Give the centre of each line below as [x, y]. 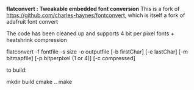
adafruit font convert [32, 22]
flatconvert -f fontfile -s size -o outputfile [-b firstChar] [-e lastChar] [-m [97, 52]
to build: [17, 70]
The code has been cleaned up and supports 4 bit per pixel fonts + [91, 33]
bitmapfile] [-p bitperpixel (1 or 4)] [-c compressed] [71, 58]
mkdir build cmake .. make [39, 82]
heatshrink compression [37, 40]
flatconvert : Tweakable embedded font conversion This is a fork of [93, 9]
